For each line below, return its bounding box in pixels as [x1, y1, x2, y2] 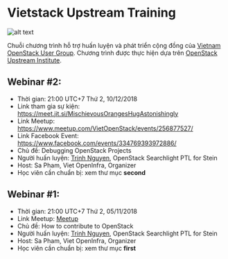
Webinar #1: [7, 189, 60, 201]
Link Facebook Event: [17, 131, 79, 140]
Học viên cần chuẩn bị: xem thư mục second [17, 168, 146, 176]
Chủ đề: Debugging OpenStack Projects [17, 146, 132, 154]
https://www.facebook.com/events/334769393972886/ [17, 139, 177, 147]
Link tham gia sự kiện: [17, 102, 80, 110]
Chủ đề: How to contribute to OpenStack [17, 222, 134, 230]
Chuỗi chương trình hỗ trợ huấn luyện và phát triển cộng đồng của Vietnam [7, 41, 221, 49]
